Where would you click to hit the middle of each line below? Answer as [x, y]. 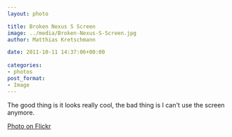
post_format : [26, 78]
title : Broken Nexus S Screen [52, 26]
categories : [25, 65]
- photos [20, 72]
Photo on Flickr [29, 126]
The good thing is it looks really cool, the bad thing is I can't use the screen [116, 105]
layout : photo [28, 14]
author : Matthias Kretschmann [52, 39]
